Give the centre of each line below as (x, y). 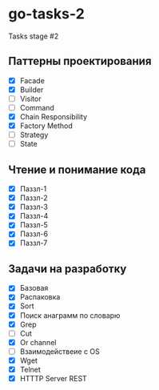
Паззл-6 (34, 234)
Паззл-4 (34, 216)
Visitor (30, 99)
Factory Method (46, 126)
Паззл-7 (34, 243)
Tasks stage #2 (34, 36)
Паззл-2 (34, 198)
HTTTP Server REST (54, 378)
